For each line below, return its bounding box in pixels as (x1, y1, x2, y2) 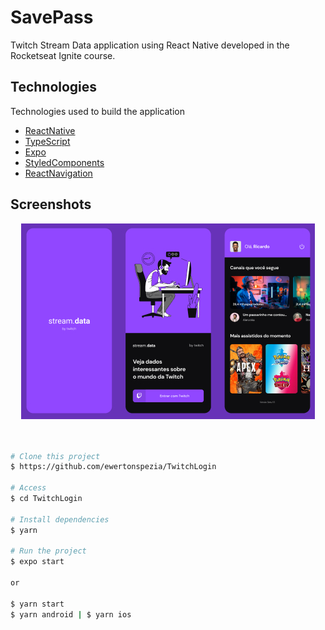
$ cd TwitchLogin (10, 494, 83, 504)
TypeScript (24, 135, 71, 147)
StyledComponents (24, 156, 105, 168)
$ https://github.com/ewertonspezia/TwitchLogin (10, 462, 217, 472)
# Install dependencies (10, 514, 110, 525)
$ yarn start (10, 599, 65, 609)
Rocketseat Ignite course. (10, 49, 116, 61)
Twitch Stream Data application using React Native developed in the (10, 39, 290, 51)
